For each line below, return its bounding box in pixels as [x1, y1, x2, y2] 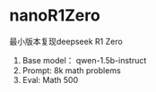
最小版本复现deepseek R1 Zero [9, 36, 123, 46]
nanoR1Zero [9, 5, 100, 26]
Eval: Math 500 [22, 74, 79, 85]
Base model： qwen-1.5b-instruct [22, 54, 147, 65]
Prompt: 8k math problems [22, 64, 121, 76]
